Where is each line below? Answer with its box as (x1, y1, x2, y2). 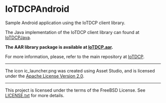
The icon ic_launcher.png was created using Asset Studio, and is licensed (5, 68, 155, 73)
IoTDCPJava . (5, 34, 31, 40)
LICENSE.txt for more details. (5, 92, 64, 98)
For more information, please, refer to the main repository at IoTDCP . (5, 53, 145, 60)
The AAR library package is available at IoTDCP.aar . (5, 44, 114, 50)
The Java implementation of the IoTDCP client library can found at (5, 29, 140, 35)
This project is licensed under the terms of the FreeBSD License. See (5, 87, 146, 93)
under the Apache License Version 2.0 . (5, 73, 84, 79)
